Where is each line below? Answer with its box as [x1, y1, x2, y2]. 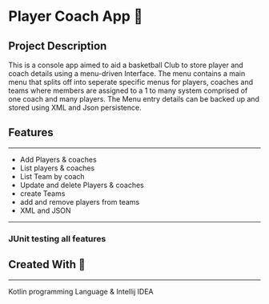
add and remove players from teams [19, 197, 140, 206]
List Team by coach [19, 171, 86, 181]
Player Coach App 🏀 [8, 7, 143, 26]
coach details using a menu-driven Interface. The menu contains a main [8, 69, 246, 78]
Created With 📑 [8, 258, 86, 271]
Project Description [8, 39, 107, 53]
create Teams [19, 188, 66, 198]
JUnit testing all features [8, 233, 106, 244]
